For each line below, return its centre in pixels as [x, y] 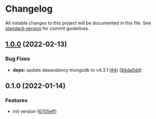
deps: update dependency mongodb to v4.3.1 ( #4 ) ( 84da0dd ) [77, 70]
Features [17, 100]
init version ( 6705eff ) [35, 111]
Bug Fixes [18, 59]
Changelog [29, 9]
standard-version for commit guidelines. [47, 28]
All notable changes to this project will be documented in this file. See [78, 23]
